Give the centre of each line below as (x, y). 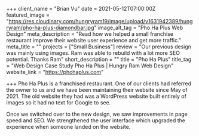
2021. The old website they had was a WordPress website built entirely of (97, 96)
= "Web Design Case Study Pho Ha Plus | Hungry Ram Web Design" (90, 66)
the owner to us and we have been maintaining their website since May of (97, 90)
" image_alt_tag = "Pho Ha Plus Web (139, 27)
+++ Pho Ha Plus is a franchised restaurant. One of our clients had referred (99, 84)
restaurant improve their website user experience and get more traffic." (94, 40)
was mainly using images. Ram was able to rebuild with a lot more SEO (93, 53)
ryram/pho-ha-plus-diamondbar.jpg (50, 27)
